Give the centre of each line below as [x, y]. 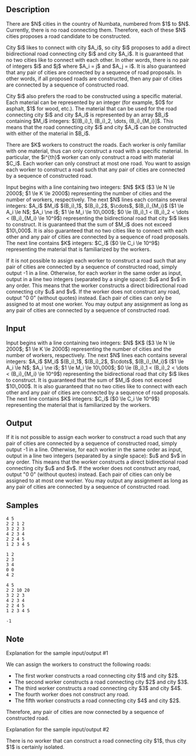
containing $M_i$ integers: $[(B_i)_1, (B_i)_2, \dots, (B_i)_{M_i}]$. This [90, 121]
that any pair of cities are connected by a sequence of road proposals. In [94, 72]
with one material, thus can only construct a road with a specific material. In [97, 151]
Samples [23, 505]
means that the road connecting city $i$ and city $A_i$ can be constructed [97, 127]
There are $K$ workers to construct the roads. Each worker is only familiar [96, 144]
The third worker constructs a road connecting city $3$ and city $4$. [98, 688]
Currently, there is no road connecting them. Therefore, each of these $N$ [96, 30]
